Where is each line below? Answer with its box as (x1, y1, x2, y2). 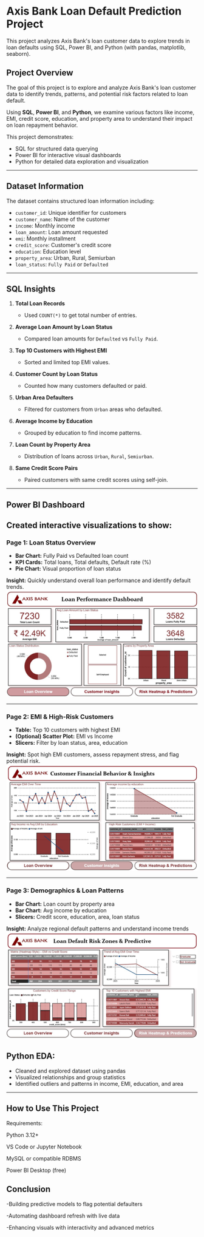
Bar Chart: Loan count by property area (15, 900, 115, 907)
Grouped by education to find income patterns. (24, 429, 142, 436)
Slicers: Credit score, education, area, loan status (15, 913, 140, 920)
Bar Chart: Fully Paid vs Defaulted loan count (15, 552, 129, 560)
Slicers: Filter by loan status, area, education (15, 739, 128, 747)
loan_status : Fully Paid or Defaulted (15, 260, 109, 268)
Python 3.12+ (6, 1131, 39, 1139)
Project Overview (6, 68, 73, 78)
